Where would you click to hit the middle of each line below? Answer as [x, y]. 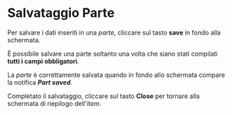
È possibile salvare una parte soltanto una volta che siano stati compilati [112, 54]
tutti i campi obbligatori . [43, 61]
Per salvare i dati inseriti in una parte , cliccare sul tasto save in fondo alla [114, 32]
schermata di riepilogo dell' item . [54, 103]
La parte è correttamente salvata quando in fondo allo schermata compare [116, 75]
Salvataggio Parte [61, 13]
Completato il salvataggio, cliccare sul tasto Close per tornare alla [104, 96]
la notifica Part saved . [40, 82]
